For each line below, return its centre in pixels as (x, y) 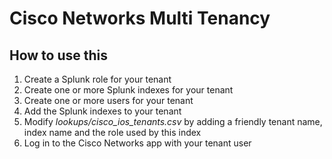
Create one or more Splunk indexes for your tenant (128, 90)
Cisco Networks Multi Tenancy (140, 18)
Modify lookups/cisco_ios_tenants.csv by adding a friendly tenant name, (173, 121)
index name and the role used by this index (112, 132)
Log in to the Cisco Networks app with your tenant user (137, 143)
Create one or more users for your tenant (108, 100)
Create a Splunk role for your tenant (97, 79)
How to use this (59, 55)
